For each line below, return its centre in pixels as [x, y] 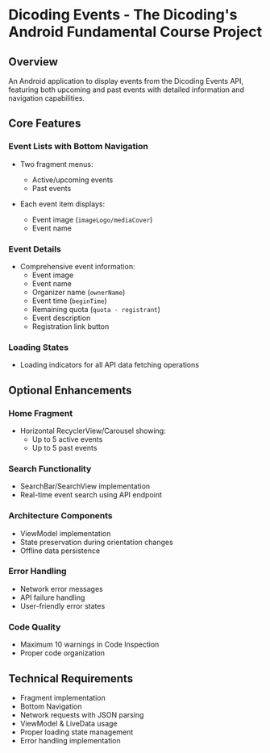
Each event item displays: [62, 204]
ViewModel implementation [65, 533]
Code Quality [35, 626]
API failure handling [52, 597]
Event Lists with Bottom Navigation [79, 147]
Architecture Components [60, 516]
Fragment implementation [63, 697]
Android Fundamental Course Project [135, 32]
